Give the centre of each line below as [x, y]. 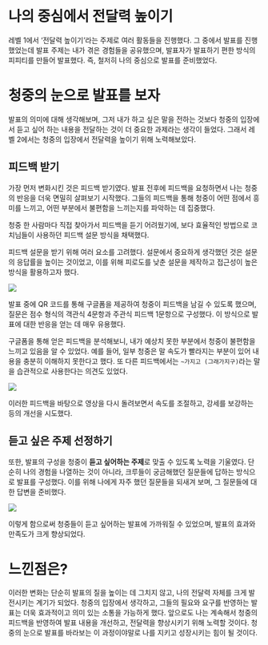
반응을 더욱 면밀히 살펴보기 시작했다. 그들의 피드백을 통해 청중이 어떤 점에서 [134, 198]
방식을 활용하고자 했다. [44, 272]
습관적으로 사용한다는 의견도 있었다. [72, 371]
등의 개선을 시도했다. [40, 413]
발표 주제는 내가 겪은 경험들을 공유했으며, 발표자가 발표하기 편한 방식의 [146, 50]
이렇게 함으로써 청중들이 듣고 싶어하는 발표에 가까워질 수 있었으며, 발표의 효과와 [132, 524]
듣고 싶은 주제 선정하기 [61, 441]
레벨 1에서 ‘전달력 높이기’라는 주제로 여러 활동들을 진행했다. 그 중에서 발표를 [126, 40]
